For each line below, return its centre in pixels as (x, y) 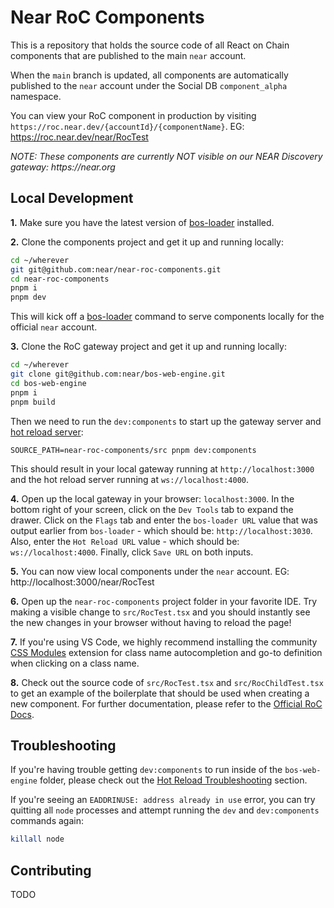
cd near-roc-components (60, 279)
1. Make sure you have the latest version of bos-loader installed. (142, 222)
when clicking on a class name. (75, 663)
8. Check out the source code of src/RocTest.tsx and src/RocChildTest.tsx (167, 682)
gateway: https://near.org (63, 167)
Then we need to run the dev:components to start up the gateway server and (166, 421)
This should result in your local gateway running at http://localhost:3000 (162, 468)
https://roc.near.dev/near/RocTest (79, 137)
